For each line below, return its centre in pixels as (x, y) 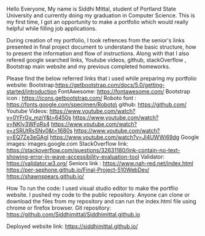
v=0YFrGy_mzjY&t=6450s (39, 117)
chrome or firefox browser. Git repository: (59, 208)
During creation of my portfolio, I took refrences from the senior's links (96, 40)
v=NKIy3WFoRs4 (28, 124)
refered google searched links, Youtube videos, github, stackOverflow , (96, 60)
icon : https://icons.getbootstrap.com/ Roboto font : (72, 98)
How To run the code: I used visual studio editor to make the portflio (92, 188)
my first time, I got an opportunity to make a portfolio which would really (98, 22)
